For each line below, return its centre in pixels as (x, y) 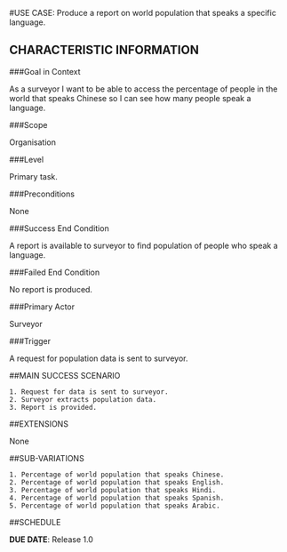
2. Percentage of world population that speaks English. (117, 482)
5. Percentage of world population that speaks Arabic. (115, 506)
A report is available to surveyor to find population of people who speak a (143, 245)
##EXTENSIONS (39, 424)
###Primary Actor (42, 307)
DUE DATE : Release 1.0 (51, 539)
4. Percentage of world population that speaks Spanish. (117, 498)
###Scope (28, 124)
